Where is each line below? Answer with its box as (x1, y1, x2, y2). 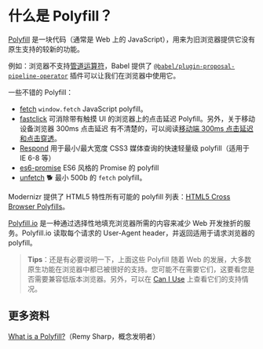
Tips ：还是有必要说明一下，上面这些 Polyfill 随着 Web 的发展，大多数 (27, 254, 252, 264)
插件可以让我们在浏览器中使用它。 (69, 71, 181, 80)
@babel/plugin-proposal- (154, 62, 236, 71)
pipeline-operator (8, 72, 68, 80)
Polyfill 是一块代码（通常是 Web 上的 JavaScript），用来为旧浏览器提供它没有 (8, 35, 255, 44)
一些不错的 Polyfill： (8, 87, 74, 96)
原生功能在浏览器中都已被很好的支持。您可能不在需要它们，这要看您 (27, 264, 248, 274)
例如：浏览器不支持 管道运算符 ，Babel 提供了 (8, 60, 153, 71)
